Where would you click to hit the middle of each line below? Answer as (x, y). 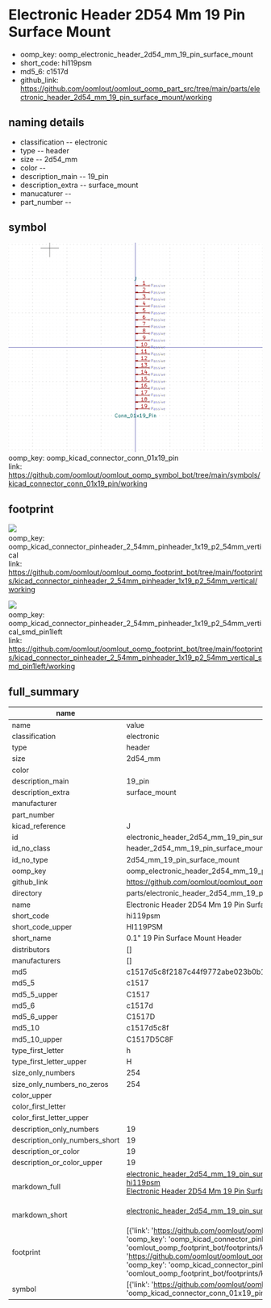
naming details (46, 123)
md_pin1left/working (42, 667)
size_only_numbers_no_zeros (60, 1084)
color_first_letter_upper (50, 1118)
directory (27, 893)
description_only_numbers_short (65, 1140)
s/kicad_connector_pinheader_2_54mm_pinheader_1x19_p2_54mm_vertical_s (135, 658)
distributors (31, 949)
